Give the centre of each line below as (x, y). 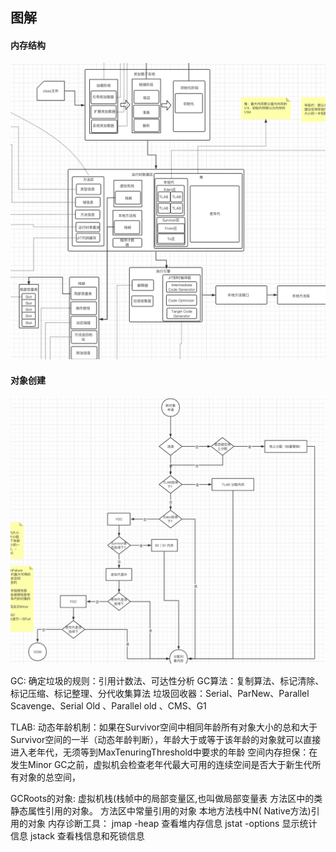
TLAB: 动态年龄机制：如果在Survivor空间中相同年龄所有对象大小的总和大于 (164, 727)
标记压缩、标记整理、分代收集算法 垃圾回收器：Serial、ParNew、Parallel (160, 693)
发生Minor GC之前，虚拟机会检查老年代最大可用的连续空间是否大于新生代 (161, 764)
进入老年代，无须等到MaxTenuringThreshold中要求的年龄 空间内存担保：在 (164, 752)
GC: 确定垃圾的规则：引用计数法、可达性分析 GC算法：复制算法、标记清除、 (167, 680)
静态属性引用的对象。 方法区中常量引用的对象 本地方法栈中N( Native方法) (161, 810)
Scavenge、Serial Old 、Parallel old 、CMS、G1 (108, 705)
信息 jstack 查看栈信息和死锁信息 (77, 835)
